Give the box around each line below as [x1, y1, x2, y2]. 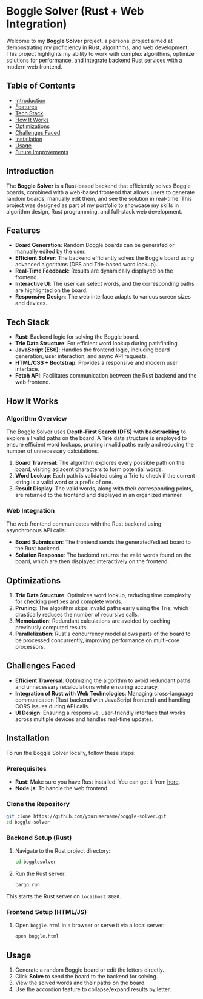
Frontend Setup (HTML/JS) [6, 907, 87, 916]
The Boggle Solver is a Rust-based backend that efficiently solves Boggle [6, 182, 191, 189]
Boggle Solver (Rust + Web [6, 4, 144, 18]
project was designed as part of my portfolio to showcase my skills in [6, 201, 179, 209]
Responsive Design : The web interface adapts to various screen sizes [15, 293, 191, 300]
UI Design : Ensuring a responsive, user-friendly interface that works [15, 709, 186, 716]
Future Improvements [15, 148, 68, 155]
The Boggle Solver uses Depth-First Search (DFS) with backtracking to [6, 428, 187, 435]
